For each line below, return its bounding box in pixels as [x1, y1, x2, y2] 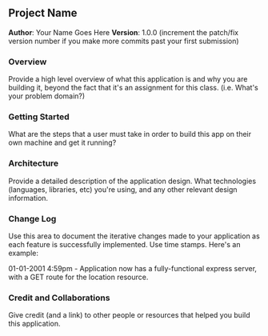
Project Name [8, 6, 78, 20]
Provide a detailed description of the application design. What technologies [8, 176, 257, 186]
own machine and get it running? [8, 138, 117, 147]
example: [8, 248, 38, 258]
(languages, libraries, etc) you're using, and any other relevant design [8, 184, 238, 194]
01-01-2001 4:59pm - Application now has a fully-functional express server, [8, 264, 258, 273]
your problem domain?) [8, 91, 86, 101]
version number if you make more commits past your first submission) [8, 36, 239, 46]
